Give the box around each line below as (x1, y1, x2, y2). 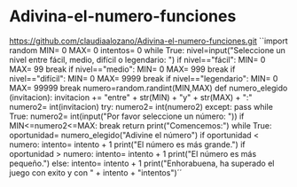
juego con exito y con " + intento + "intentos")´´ (9, 167, 183, 178)
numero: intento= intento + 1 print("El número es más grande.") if (9, 139, 246, 150)
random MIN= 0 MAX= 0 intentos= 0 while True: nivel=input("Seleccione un (9, 44, 286, 55)
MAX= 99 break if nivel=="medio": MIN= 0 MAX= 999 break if (9, 64, 236, 74)
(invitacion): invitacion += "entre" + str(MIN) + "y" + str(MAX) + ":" (9, 91, 253, 103)
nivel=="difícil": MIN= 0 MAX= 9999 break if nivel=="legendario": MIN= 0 (9, 73, 278, 83)
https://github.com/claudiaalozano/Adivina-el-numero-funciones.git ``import (9, 35, 288, 46)
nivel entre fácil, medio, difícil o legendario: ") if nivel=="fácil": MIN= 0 (9, 54, 266, 65)
